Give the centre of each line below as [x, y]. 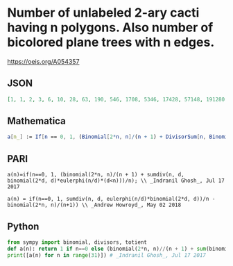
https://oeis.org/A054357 [43, 61]
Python [23, 226]
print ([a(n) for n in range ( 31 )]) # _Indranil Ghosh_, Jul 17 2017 [107, 255]
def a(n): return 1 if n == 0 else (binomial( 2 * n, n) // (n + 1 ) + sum [107, 249]
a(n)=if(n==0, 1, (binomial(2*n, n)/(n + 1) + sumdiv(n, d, [96, 175]
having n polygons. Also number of [110, 27]
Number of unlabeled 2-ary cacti [103, 13]
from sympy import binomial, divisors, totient [77, 242]
